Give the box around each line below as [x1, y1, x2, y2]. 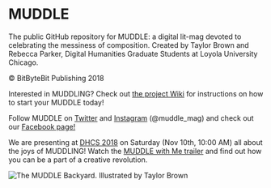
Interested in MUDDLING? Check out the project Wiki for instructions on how [8, 88, 264, 98]
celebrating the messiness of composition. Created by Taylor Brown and [8, 40, 249, 49]
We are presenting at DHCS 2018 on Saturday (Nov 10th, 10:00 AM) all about [8, 137, 263, 147]
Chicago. [8, 58, 39, 67]
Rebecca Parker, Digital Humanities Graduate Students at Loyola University [8, 49, 258, 58]
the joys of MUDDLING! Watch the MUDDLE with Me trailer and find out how [8, 146, 262, 156]
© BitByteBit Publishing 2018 [8, 73, 104, 83]
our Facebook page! [8, 122, 76, 131]
